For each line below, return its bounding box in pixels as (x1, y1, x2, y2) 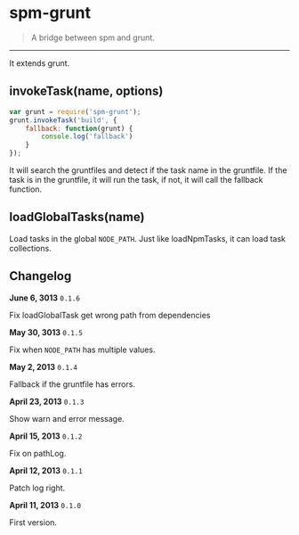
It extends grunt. (9, 57, 70, 69)
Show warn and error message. (9, 413, 125, 424)
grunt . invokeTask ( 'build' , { (9, 115, 117, 125)
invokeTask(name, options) (9, 84, 164, 99)
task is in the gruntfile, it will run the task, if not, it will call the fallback (9, 175, 264, 185)
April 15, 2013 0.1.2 (9, 431, 83, 441)
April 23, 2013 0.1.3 (9, 396, 85, 407)
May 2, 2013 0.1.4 (9, 361, 78, 372)
